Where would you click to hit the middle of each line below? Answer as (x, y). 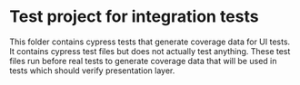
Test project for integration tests (134, 17)
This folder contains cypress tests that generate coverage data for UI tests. (150, 42)
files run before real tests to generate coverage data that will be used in (143, 61)
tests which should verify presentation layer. (92, 71)
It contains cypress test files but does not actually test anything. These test (150, 51)
